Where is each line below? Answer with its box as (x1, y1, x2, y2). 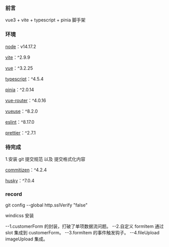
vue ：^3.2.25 (5, 65, 33, 71)
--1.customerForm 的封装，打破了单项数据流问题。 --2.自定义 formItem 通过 (5, 223, 164, 229)
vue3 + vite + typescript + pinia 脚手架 (5, 17, 86, 23)
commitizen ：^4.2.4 (5, 166, 47, 173)
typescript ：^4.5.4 (5, 76, 44, 82)
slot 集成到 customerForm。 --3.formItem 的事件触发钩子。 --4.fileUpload (5, 230, 160, 236)
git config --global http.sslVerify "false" (5, 202, 88, 208)
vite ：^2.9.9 (5, 54, 30, 60)
